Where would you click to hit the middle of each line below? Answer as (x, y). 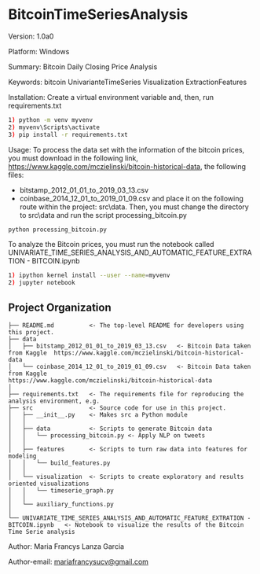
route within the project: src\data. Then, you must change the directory (134, 207)
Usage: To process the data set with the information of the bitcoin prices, (126, 149)
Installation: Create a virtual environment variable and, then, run (111, 97)
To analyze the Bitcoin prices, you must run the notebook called (111, 245)
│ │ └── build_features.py (59, 463)
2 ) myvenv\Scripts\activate (54, 127)
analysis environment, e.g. (54, 401)
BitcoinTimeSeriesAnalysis (98, 15)
